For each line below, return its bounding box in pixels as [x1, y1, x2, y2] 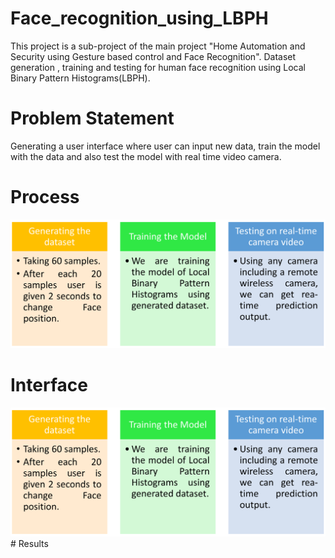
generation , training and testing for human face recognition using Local [10, 61, 306, 73]
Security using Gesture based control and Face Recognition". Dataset [10, 50, 297, 62]
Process [10, 186, 80, 209]
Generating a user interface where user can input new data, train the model [10, 140, 321, 152]
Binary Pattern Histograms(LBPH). [10, 72, 151, 84]
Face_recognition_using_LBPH [10, 7, 269, 30]
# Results [10, 538, 49, 550]
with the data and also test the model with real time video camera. [10, 150, 282, 162]
